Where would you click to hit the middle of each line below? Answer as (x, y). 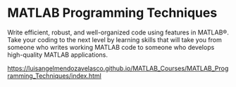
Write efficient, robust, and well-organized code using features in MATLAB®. (118, 32)
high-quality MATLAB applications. (57, 55)
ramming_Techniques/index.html (55, 76)
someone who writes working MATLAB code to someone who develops (111, 47)
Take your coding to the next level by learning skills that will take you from (114, 39)
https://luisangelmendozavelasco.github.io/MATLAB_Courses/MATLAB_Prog (118, 68)
